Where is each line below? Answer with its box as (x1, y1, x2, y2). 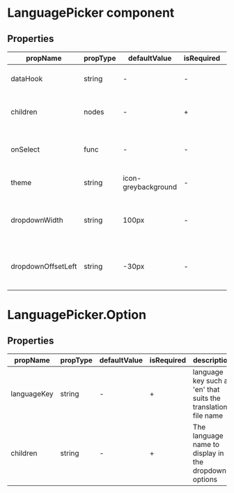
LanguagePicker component (7, 5, 175, 21)
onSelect (10, 145, 40, 154)
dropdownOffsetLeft (10, 262, 77, 271)
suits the (192, 393, 221, 403)
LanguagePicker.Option (7, 307, 147, 323)
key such (192, 376, 223, 385)
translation (192, 402, 228, 411)
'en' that (192, 385, 220, 394)
